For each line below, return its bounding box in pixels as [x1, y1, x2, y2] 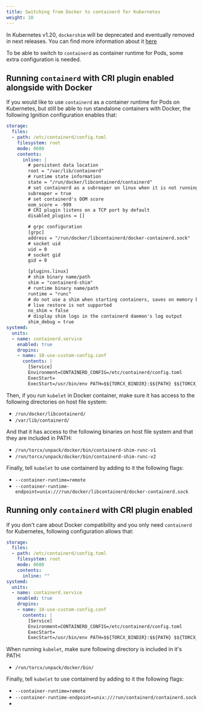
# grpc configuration [28, 224, 83, 230]
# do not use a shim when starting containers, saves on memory [28, 297, 193, 303]
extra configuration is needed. [6, 56, 82, 63]
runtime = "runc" [28, 291, 71, 297]
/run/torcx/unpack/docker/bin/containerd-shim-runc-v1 [14, 447, 156, 453]
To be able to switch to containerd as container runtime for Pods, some [6, 49, 184, 56]
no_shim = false [28, 307, 69, 314]
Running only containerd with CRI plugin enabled [6, 505, 193, 515]
